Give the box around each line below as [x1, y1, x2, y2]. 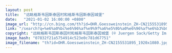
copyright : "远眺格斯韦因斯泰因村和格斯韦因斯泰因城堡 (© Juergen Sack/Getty [5, 31, 160, 36]
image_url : [5, 21, 29, 27]
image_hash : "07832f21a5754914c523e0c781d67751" [5, 36, 111, 41]
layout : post [5, 7, 33, 13]
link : [5, 26, 17, 31]
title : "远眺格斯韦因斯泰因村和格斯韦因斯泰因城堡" [5, 12, 105, 17]
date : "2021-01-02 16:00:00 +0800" [5, 17, 86, 22]
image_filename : [5, 40, 40, 45]
